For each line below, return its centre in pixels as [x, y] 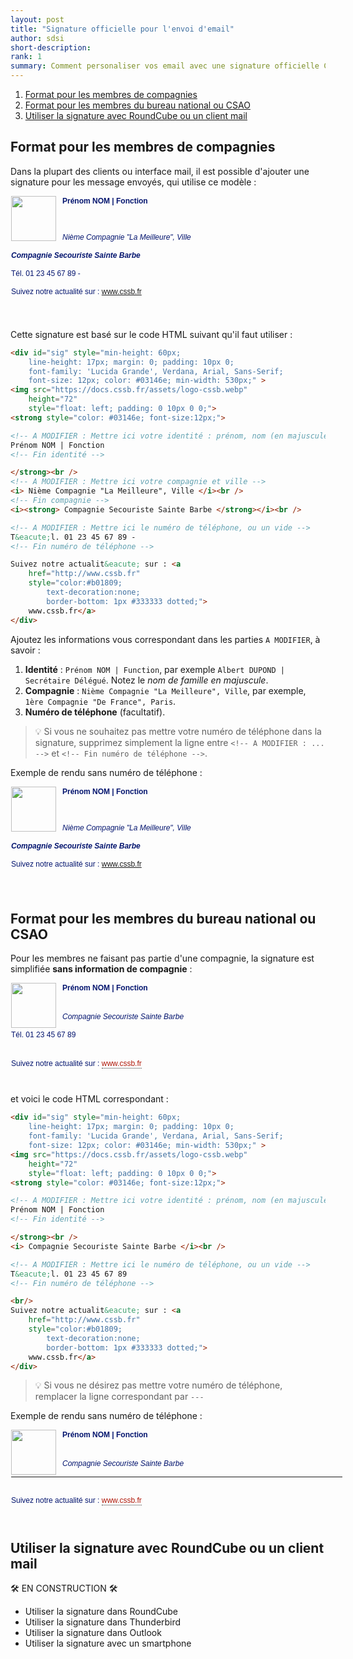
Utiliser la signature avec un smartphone [108, 1643]
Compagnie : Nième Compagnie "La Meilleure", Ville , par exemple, [165, 690]
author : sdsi [37, 38]
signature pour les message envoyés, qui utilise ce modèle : [133, 182]
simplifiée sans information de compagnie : [101, 969]
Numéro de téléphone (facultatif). [95, 712]
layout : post [37, 19]
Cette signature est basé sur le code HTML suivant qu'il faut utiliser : [151, 334]
